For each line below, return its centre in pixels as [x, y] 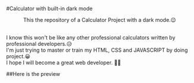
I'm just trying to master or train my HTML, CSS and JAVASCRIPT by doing [97, 50]
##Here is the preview [33, 74]
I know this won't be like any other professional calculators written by [91, 37]
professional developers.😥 [39, 44]
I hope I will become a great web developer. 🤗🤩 [64, 62]
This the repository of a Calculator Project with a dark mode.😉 [100, 20]
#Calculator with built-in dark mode [50, 9]
